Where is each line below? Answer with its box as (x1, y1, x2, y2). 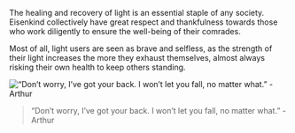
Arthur (30, 115, 55, 125)
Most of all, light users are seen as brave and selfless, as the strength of (9, 43, 273, 54)
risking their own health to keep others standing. (9, 62, 186, 72)
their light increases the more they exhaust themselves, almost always (9, 53, 266, 63)
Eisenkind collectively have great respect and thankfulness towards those (9, 17, 278, 27)
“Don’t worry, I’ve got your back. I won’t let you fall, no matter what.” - (30, 106, 286, 115)
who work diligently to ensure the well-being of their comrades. (9, 26, 241, 36)
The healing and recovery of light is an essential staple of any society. (9, 8, 265, 18)
